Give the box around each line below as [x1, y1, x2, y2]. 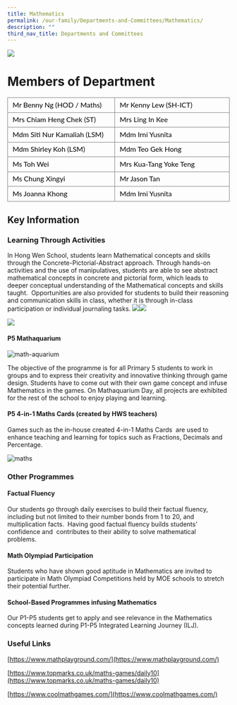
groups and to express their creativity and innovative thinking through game [7, 371, 228, 379]
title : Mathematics [7, 10, 65, 18]
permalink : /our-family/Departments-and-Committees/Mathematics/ [7, 17, 203, 24]
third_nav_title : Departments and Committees [7, 30, 143, 37]
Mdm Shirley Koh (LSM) [12, 144, 85, 154]
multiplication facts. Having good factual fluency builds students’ [7, 520, 197, 528]
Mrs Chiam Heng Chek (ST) [12, 114, 97, 124]
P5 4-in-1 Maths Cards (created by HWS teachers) [7, 410, 157, 418]
